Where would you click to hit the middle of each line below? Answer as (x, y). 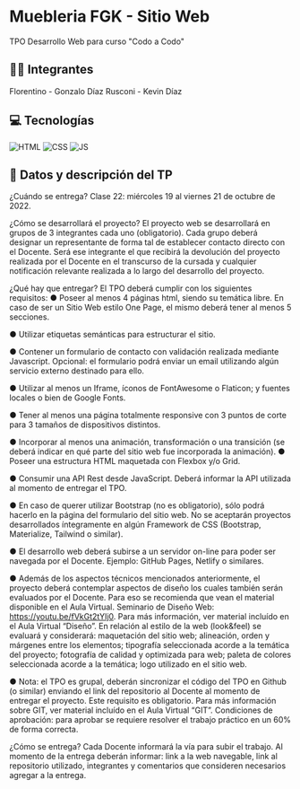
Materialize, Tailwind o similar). (66, 534)
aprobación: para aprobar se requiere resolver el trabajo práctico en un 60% (150, 720)
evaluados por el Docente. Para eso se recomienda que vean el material (142, 598)
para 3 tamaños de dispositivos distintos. (85, 425)
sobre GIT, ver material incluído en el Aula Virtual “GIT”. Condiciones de (141, 710)
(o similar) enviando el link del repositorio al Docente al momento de (135, 691)
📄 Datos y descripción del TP (91, 175)
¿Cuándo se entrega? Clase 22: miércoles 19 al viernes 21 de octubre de (142, 197)
